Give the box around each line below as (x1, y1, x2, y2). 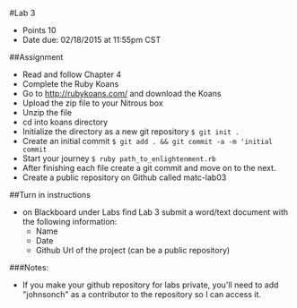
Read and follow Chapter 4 (22, 69, 122, 80)
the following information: (22, 217, 118, 227)
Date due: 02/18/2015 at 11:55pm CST (22, 35, 162, 45)
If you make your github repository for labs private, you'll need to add (22, 279, 279, 290)
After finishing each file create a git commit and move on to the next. (22, 163, 276, 173)
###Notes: (9, 262, 49, 272)
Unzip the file (22, 107, 73, 117)
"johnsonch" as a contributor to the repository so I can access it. (22, 289, 262, 299)
